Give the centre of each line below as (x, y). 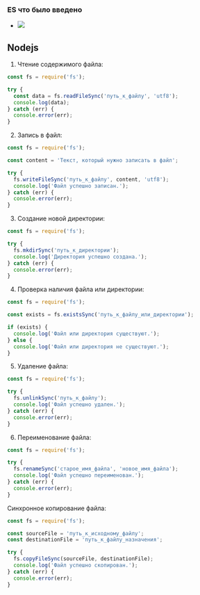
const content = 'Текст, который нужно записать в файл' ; (93, 161)
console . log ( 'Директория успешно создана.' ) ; (81, 256)
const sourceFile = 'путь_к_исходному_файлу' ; (76, 533)
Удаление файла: (42, 366)
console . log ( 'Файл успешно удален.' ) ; (70, 405)
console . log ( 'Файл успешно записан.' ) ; (71, 186)
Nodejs (23, 48)
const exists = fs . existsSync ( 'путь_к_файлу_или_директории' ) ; (101, 315)
